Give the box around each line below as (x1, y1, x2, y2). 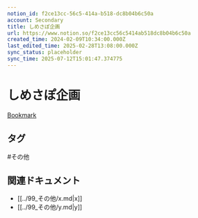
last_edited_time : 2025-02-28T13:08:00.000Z (7, 42, 138, 49)
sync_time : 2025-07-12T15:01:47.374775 (7, 56, 123, 62)
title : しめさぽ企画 (7, 23, 60, 30)
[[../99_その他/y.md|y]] (17, 203, 83, 212)
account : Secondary (7, 17, 64, 24)
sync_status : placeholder (7, 49, 82, 56)
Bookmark (7, 110, 37, 119)
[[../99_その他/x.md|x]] (17, 194, 83, 203)
